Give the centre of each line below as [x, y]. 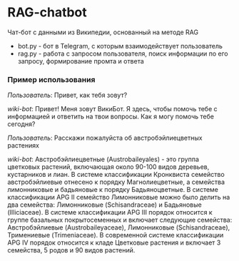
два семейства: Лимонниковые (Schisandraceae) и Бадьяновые [105, 205]
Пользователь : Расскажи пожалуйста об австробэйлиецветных [105, 138]
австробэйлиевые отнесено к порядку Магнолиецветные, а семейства [116, 182]
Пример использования [51, 79]
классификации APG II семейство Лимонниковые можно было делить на [119, 198]
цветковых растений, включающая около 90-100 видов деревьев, [108, 167]
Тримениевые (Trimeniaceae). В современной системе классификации [116, 235]
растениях [23, 145]
